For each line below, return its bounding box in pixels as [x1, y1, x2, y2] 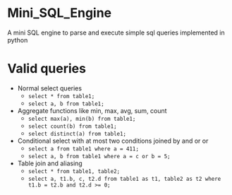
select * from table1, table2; [28, 167, 121, 175]
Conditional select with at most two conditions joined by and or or [17, 136, 209, 145]
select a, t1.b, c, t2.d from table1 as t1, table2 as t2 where [28, 175, 221, 182]
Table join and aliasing [17, 159, 83, 167]
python [7, 35, 28, 44]
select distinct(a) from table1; [28, 130, 127, 137]
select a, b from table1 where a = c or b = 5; [28, 153, 171, 160]
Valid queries [7, 61, 87, 77]
